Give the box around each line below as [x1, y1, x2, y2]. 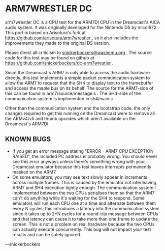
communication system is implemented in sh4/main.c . [5, 95, 116, 101]
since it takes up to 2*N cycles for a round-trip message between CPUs [12, 211, 159, 217]
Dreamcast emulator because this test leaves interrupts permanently [12, 164, 152, 169]
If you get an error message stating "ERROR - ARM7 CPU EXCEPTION [12, 148, 154, 154]
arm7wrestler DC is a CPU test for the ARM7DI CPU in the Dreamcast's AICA [5, 19, 160, 25]
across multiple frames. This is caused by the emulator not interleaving [12, 179, 157, 185]
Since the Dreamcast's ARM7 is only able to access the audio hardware [5, 69, 150, 75]
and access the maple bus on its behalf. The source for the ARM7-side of [5, 85, 154, 91]
